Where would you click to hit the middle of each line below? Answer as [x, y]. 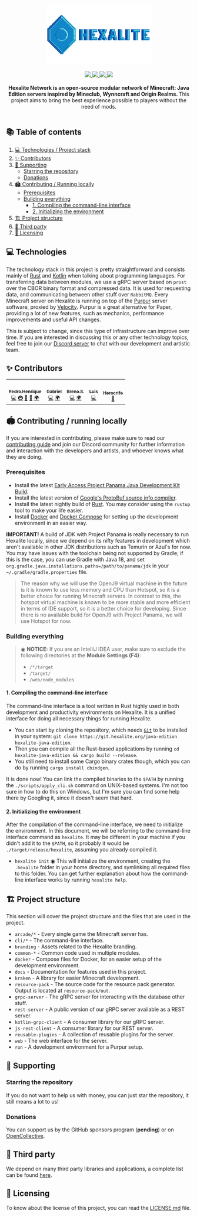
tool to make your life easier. [49, 510]
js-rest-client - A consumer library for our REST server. [84, 1028]
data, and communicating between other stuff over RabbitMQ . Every [87, 294]
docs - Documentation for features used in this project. [81, 972]
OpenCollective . [26, 1136]
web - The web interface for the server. [61, 1041]
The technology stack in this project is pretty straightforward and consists [96, 269]
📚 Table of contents [44, 132]
